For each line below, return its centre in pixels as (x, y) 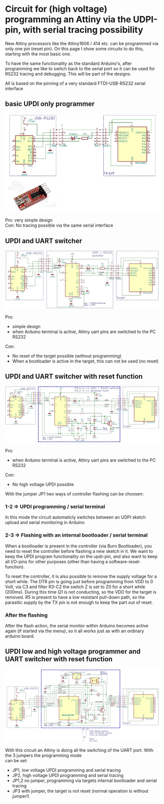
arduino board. (20, 636)
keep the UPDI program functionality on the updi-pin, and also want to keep (81, 556)
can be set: (16, 760)
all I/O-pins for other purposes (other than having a (57, 561)
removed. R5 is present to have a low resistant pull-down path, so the (75, 597)
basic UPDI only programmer (50, 104)
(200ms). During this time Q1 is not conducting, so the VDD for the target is (81, 592)
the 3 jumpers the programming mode (43, 755)
